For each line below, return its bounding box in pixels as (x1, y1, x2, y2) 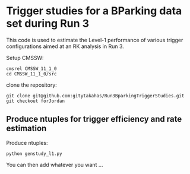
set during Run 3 (6, 17, 90, 30)
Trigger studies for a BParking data (6, 4, 182, 18)
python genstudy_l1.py (6, 150, 62, 157)
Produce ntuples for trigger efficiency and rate (6, 114, 182, 124)
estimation (6, 124, 47, 134)
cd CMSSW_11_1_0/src (6, 71, 58, 77)
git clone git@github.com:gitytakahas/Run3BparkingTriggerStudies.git (6, 93, 185, 99)
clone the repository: (6, 81, 58, 88)
